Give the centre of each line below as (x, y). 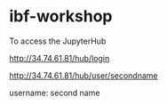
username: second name (55, 93)
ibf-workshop (61, 16)
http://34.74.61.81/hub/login (60, 58)
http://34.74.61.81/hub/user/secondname (83, 75)
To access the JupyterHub (58, 41)
